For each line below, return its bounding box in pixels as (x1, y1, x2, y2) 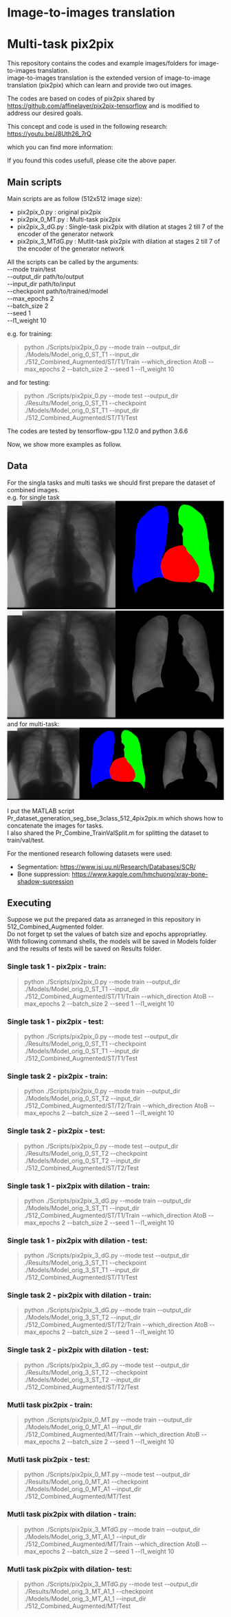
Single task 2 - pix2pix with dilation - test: (7, 1345, 149, 1355)
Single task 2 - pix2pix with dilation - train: (7, 1291, 152, 1300)
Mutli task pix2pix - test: (7, 1455, 91, 1464)
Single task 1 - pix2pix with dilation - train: (7, 1181, 151, 1190)
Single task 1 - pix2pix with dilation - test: (7, 1236, 148, 1245)
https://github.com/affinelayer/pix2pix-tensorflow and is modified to (7, 102, 200, 110)
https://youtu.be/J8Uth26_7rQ (7, 129, 91, 138)
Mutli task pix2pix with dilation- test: (7, 1564, 133, 1574)
